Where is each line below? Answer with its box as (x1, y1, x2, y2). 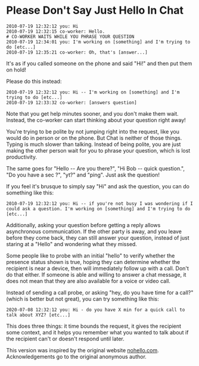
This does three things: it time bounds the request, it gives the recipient (6, 322, 182, 330)
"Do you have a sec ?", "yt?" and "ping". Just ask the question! (6, 171, 160, 178)
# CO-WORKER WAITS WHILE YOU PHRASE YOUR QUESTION (6, 33, 135, 39)
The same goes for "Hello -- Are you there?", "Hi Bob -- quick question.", (6, 165, 185, 172)
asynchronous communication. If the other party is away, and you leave (6, 228, 182, 235)
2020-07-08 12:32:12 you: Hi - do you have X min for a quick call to (6, 306, 185, 313)
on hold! (6, 66, 27, 73)
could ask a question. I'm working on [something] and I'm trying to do (6, 206, 191, 212)
